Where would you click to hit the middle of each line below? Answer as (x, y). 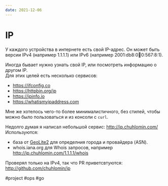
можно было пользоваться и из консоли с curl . (57, 117)
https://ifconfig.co (31, 85)
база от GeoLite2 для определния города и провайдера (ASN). (80, 142)
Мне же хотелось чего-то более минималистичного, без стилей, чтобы (83, 111)
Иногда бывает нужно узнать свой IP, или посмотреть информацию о (81, 65)
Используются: (22, 132)
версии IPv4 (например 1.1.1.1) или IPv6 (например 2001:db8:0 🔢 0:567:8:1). (84, 55)
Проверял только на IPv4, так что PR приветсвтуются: (64, 163)
